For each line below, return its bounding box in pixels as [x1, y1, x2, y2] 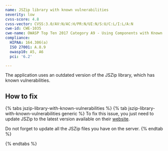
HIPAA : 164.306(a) [10, 40, 49, 45]
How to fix [5, 92, 38, 100]
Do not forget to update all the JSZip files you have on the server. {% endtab [5, 126, 163, 132]
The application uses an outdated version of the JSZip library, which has [5, 72, 155, 78]
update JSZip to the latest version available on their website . [5, 116, 130, 122]
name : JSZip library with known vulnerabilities [5, 7, 109, 13]
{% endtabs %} [5, 141, 37, 147]
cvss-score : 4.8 [5, 17, 39, 22]
